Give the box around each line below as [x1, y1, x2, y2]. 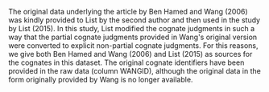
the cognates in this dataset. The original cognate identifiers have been [8, 58, 245, 67]
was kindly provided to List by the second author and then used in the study [8, 15, 260, 25]
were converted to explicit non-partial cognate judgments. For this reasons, [8, 41, 259, 50]
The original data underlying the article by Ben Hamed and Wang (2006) [8, 7, 248, 16]
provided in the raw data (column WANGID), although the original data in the [8, 66, 262, 75]
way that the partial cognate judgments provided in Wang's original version [8, 32, 258, 42]
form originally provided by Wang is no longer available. [8, 75, 193, 84]
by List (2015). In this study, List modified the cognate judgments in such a [8, 24, 255, 33]
